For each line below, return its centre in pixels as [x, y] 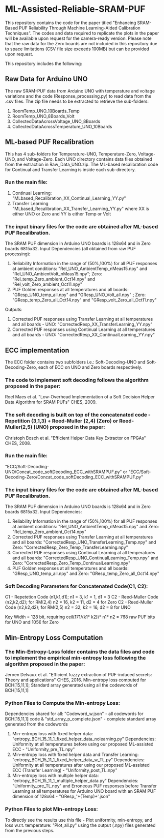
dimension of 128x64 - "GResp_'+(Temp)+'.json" [61, 796]
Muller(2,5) [19, 427]
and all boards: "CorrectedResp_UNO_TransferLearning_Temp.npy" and [84, 542]
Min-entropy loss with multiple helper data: [56, 776]
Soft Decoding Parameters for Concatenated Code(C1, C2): [77, 586]
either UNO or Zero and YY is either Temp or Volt [61, 214]
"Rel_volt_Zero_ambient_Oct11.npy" [47, 284]
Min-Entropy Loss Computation [54, 638]
